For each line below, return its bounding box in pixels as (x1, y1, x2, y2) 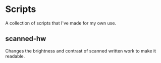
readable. (5, 53, 25, 59)
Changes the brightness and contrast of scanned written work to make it (5, 47, 156, 53)
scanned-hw (5, 34, 46, 43)
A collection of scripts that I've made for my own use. (5, 20, 117, 26)
